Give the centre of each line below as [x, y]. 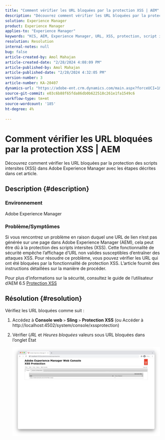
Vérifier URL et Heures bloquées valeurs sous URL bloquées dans [79, 335]
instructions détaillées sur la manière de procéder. [56, 268]
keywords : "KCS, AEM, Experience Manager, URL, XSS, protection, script [81, 36]
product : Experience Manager [35, 26]
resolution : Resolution [29, 42]
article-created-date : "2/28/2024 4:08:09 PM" [54, 62]
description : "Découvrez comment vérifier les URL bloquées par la [76, 15]
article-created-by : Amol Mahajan [41, 57]
